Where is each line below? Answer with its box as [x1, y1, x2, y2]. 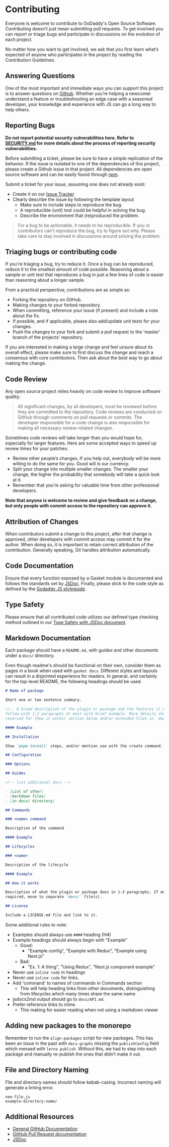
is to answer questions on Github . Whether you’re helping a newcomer [5, 90, 151, 97]
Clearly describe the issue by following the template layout [12, 196, 134, 202]
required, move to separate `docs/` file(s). [5, 894, 102, 900]
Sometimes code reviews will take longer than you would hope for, [5, 435, 143, 441]
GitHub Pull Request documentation [12, 1131, 87, 1137]
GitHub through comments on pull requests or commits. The [17, 414, 142, 420]
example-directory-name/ [5, 1098, 57, 1104]
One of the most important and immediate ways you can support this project [5, 85, 163, 91]
